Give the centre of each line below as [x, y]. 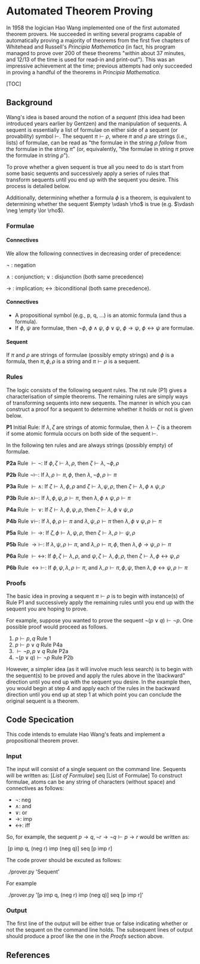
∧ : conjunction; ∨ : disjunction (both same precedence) [75, 276]
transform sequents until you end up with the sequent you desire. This [93, 179]
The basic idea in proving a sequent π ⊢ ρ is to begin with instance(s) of [96, 596]
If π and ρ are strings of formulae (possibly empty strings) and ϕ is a [90, 355]
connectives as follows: [35, 788]
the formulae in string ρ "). [38, 155]
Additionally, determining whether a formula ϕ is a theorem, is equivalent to [99, 197]
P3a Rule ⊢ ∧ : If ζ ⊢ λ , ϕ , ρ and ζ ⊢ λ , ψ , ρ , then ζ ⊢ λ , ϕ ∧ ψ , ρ [86, 486]
